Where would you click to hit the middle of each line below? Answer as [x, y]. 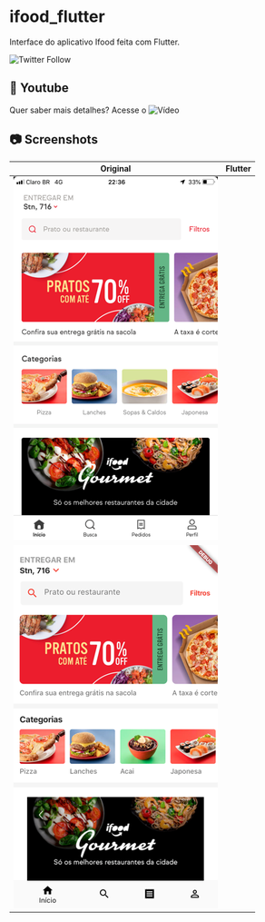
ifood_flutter [58, 17]
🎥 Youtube [39, 88]
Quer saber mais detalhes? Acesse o [78, 110]
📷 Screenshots [54, 139]
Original [116, 169]
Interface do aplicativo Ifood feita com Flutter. [94, 42]
